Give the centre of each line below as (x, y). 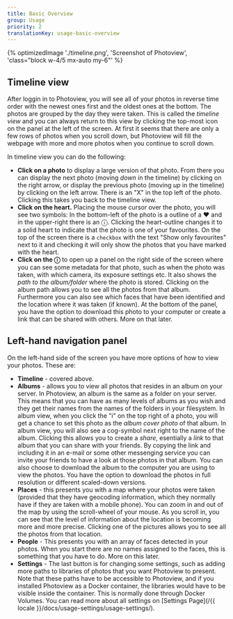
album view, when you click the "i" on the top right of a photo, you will (117, 416)
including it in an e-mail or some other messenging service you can (114, 453)
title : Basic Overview (40, 14)
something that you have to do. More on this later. (88, 556)
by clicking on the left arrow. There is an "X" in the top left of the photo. (120, 193)
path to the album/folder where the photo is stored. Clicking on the (113, 282)
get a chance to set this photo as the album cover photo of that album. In (122, 423)
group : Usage (26, 20)
